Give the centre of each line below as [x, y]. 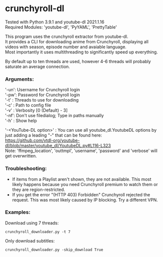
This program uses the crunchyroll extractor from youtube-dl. [67, 36]
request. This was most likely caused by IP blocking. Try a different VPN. [85, 200]
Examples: [18, 212]
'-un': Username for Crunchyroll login [43, 90]
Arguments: [19, 79]
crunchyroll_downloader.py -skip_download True [54, 250]
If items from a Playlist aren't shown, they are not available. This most [82, 179]
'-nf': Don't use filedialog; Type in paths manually [54, 116]
